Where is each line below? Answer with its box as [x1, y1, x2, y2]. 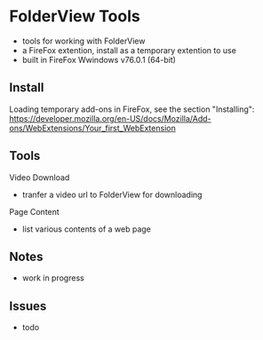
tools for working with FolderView [21, 36, 146, 46]
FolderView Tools [9, 6, 140, 27]
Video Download [9, 171, 70, 183]
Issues [9, 298, 47, 313]
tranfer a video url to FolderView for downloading [21, 189, 203, 200]
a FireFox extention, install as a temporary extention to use [21, 44, 237, 55]
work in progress [21, 273, 84, 283]
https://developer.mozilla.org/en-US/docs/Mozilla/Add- [9, 113, 211, 123]
